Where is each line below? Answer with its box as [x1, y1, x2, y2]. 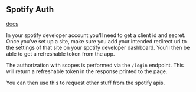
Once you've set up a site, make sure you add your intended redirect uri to [6, 38, 187, 45]
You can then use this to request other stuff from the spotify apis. [6, 79, 165, 86]
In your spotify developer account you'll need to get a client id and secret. [6, 32, 186, 39]
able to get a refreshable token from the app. [6, 50, 115, 57]
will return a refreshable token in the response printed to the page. [6, 67, 168, 75]
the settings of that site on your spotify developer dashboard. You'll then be [6, 44, 190, 51]
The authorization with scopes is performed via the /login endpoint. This [6, 62, 184, 69]
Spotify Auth [6, 5, 54, 15]
